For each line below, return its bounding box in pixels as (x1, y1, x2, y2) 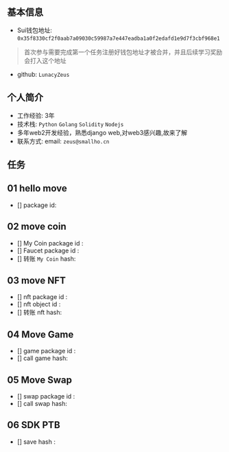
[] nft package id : (16, 293, 68, 301)
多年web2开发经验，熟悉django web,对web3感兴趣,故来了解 (16, 128, 187, 136)
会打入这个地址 (23, 56, 67, 64)
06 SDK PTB (7, 419, 60, 431)
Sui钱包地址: (16, 26, 53, 34)
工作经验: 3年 (16, 111, 55, 119)
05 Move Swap (7, 374, 72, 385)
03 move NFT (7, 275, 67, 287)
